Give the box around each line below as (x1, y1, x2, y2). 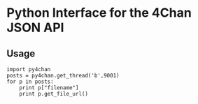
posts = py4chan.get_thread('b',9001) (6, 72, 120, 79)
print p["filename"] (19, 84, 79, 91)
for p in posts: (6, 78, 54, 85)
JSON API (6, 20, 64, 36)
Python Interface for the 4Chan (6, 5, 192, 21)
